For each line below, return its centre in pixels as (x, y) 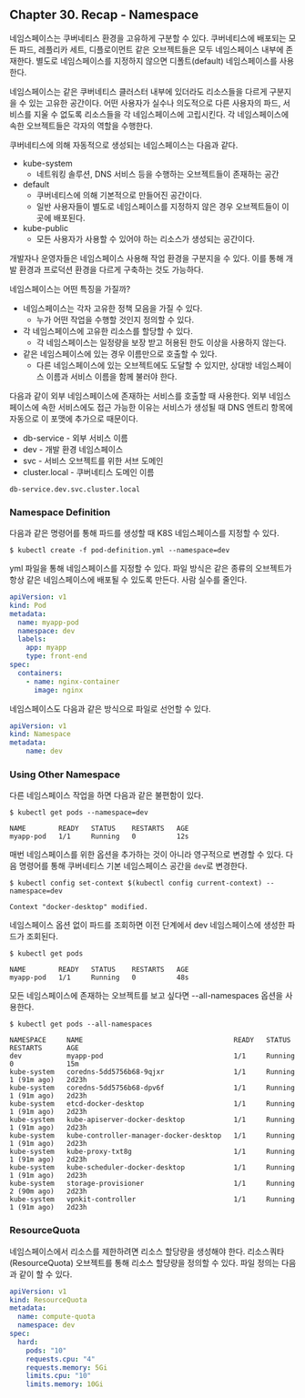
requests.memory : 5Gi (66, 1368)
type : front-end (57, 656)
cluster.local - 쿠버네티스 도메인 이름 (88, 471)
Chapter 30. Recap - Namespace (104, 15)
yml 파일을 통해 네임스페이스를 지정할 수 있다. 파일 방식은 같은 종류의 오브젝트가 (151, 569)
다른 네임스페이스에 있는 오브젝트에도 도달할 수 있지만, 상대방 (144, 365)
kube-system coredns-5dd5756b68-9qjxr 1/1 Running (152, 1072)
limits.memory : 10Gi (65, 1384)
